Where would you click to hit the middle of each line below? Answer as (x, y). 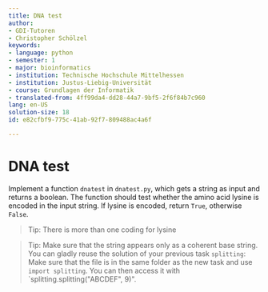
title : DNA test (35, 16)
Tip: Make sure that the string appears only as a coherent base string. (143, 245)
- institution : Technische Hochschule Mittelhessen (96, 75)
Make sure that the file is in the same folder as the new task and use (140, 262)
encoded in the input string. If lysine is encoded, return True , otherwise (125, 206)
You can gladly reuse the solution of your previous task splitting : (137, 254)
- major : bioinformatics (50, 68)
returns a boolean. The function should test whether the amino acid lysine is (134, 197)
